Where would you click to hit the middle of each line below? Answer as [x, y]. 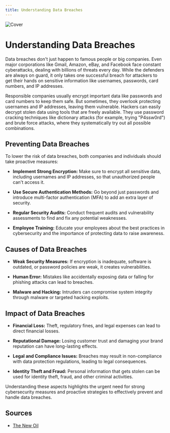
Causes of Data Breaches [46, 249]
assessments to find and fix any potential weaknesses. [70, 218]
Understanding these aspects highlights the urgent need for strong [75, 387]
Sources [19, 413]
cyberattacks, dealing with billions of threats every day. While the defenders [85, 70]
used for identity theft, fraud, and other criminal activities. [73, 377]
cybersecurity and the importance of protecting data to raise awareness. [89, 234]
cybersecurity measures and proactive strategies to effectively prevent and [84, 392]
